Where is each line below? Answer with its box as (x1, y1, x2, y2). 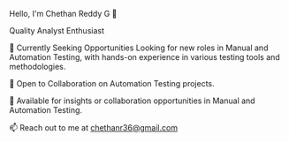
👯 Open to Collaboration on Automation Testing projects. (9, 78, 215, 88)
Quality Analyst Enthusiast (9, 26, 104, 35)
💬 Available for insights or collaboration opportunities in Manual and (9, 95, 255, 106)
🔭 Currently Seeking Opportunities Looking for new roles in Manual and (9, 42, 269, 53)
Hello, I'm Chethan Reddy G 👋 (9, 9, 118, 19)
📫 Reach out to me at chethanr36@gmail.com (9, 123, 179, 132)
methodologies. (9, 62, 66, 71)
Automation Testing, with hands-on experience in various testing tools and (9, 52, 280, 62)
